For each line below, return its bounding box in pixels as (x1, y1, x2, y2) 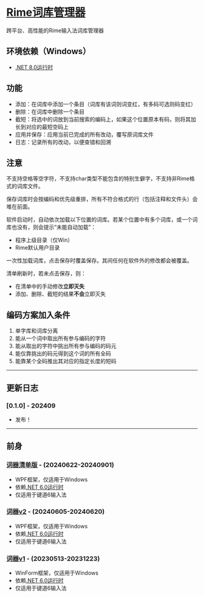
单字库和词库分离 (15, 327, 58, 335)
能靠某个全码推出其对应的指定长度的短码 (15, 358, 117, 365)
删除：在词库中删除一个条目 (15, 107, 85, 115)
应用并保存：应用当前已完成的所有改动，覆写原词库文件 (15, 131, 154, 138)
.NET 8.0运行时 (15, 63, 53, 70)
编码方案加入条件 (6, 310, 70, 320)
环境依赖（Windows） (6, 46, 91, 56)
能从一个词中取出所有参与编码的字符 (15, 335, 106, 342)
